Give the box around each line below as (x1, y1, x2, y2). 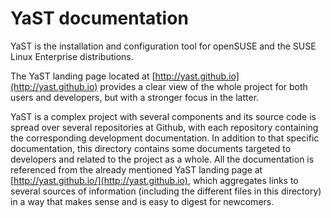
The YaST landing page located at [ (10, 70, 156, 82)
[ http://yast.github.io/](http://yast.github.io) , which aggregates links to (10, 174, 299, 186)
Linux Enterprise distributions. (10, 50, 134, 62)
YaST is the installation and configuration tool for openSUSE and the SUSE (10, 40, 317, 52)
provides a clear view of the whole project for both (99, 80, 308, 92)
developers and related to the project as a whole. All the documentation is (10, 153, 315, 165)
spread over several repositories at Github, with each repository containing (10, 121, 319, 133)
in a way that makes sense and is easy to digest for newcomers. (10, 195, 275, 207)
